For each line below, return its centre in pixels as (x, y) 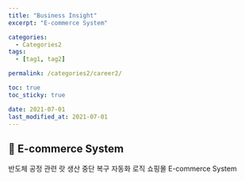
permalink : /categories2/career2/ (65, 74)
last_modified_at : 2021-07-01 (58, 117)
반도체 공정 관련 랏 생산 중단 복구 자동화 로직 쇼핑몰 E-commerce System (122, 169)
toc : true (25, 88)
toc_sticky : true (37, 95)
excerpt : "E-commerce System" (58, 23)
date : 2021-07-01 (37, 109)
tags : (17, 52)
